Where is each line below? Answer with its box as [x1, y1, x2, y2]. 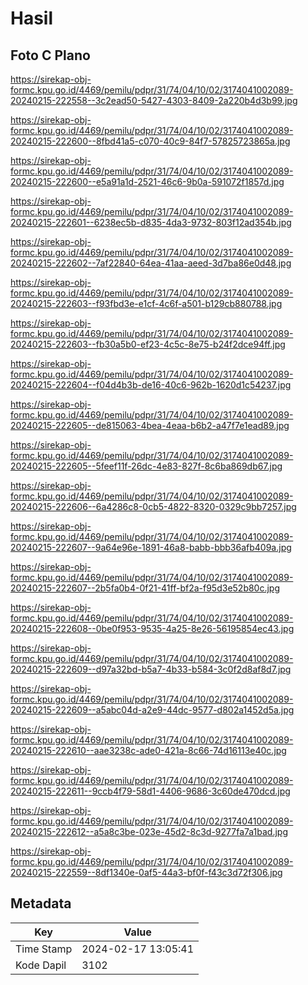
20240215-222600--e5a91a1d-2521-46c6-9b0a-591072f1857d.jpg [10, 176, 285, 187]
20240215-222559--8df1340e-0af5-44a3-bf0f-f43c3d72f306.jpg [10, 867, 283, 878]
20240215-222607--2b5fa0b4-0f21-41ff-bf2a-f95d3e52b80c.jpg [10, 582, 281, 594]
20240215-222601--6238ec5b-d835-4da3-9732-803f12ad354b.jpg [10, 217, 292, 228]
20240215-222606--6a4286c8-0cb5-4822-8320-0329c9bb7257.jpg [10, 501, 297, 512]
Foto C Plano [10, 47, 91, 64]
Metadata [10, 895, 72, 912]
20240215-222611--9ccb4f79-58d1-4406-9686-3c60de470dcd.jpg [10, 785, 291, 797]
